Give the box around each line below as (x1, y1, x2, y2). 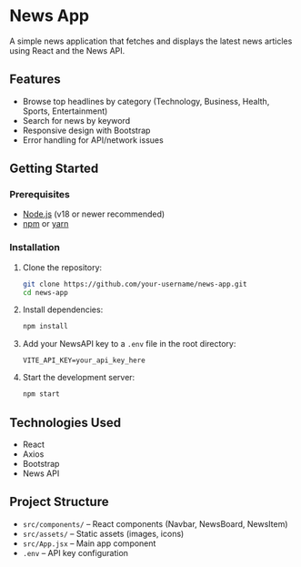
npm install (22, 322, 68, 331)
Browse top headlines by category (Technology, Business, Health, (22, 96, 270, 106)
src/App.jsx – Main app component (22, 538, 156, 549)
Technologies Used (9, 415, 121, 430)
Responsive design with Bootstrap (22, 125, 151, 136)
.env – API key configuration (22, 547, 129, 558)
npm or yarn (22, 218, 69, 229)
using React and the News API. (9, 45, 125, 56)
